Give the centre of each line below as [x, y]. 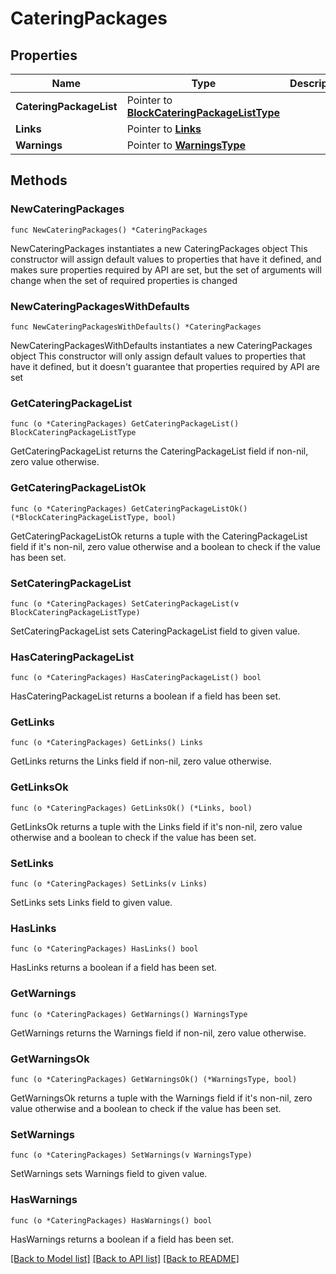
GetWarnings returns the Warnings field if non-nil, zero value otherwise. [158, 1033]
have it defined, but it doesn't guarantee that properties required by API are [165, 366]
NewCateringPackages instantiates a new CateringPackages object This [159, 248]
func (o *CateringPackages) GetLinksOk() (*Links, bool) [131, 808]
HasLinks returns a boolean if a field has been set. [113, 968]
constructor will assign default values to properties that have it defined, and [166, 259]
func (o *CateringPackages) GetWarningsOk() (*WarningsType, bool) [154, 1079]
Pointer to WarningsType [186, 145]
